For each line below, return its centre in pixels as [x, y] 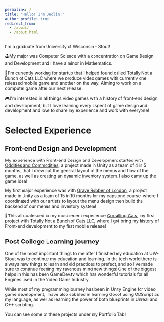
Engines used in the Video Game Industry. [47, 279]
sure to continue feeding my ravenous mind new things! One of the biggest [81, 269]
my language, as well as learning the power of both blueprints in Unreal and [81, 299]
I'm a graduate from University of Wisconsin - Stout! [58, 46]
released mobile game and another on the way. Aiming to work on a [73, 83]
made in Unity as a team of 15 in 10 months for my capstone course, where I [82, 196]
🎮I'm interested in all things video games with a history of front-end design [81, 98]
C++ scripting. [20, 304]
